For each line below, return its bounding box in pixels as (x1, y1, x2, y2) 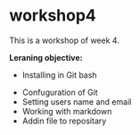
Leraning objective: (9, 52, 83, 63)
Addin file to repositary (21, 115, 107, 126)
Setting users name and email (21, 96, 132, 107)
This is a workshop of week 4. (9, 35, 120, 46)
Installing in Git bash (21, 69, 97, 80)
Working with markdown (21, 105, 112, 116)
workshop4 (9, 5, 96, 26)
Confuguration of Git (21, 87, 98, 97)
